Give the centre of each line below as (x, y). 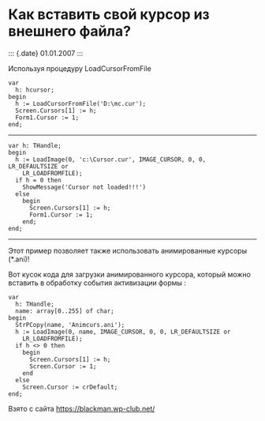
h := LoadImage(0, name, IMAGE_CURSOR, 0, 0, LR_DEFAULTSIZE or (123, 332)
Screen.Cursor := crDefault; (70, 387)
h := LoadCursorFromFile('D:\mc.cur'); (81, 103)
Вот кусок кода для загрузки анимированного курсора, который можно (129, 274)
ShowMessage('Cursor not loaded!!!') (84, 187)
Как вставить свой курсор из (109, 15)
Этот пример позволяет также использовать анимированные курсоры (127, 250)
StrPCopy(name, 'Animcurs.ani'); (70, 325)
